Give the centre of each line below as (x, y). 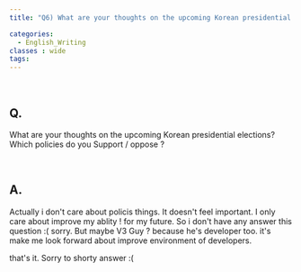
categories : (31, 34)
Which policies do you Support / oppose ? (87, 144)
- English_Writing (52, 42)
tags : (19, 59)
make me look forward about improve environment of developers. (131, 240)
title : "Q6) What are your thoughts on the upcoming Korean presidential (150, 18)
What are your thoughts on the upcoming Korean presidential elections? (142, 134)
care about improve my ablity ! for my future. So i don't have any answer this (150, 221)
